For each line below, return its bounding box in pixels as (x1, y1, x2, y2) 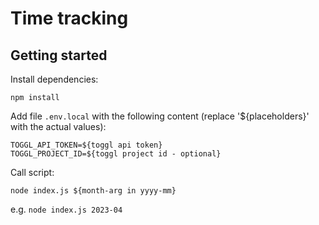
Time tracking (10, 7, 129, 30)
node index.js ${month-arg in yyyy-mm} (10, 186, 177, 196)
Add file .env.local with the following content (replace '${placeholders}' (10, 110, 310, 122)
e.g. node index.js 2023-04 (10, 203, 123, 215)
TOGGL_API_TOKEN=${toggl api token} (10, 140, 163, 150)
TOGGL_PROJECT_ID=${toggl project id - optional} (10, 149, 222, 159)
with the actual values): (10, 121, 107, 132)
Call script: (10, 167, 55, 178)
